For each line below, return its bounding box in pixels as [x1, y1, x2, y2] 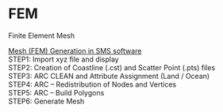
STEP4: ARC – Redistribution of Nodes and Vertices [8, 80, 177, 89]
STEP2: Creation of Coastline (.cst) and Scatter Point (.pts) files [8, 62, 216, 72]
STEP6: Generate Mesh [8, 96, 85, 106]
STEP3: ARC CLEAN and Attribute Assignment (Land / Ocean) [8, 71, 210, 80]
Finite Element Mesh [8, 31, 75, 40]
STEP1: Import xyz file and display [8, 54, 119, 64]
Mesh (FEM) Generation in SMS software [8, 46, 142, 55]
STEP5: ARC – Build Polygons [8, 88, 105, 97]
